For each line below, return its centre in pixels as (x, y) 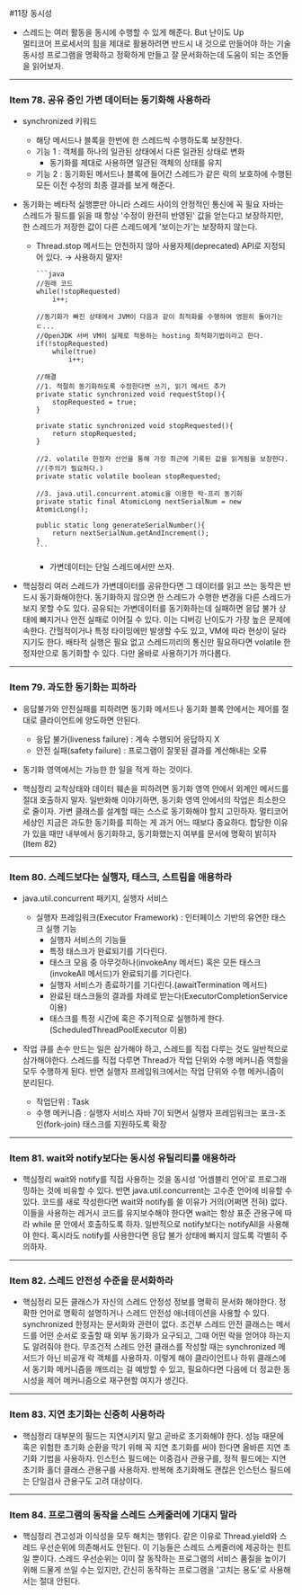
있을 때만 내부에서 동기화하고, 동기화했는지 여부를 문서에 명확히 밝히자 (154, 833)
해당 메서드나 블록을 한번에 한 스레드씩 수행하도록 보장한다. (139, 140)
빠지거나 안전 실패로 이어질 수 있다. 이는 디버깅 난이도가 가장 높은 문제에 (165, 619)
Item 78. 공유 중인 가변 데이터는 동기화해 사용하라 (110, 100)
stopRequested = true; (95, 403)
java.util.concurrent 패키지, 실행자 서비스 (95, 898)
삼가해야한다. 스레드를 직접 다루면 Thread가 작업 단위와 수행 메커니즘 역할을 (155, 1060)
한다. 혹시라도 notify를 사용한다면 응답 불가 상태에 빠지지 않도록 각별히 (155, 1235)
